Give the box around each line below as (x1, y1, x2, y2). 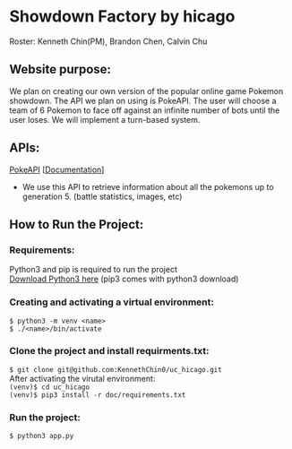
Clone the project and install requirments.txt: (9, 345, 210, 358)
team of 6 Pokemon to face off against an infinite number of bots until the (9, 105, 280, 116)
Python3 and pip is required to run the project (9, 264, 177, 275)
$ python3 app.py (9, 432, 74, 441)
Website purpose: (9, 62, 112, 77)
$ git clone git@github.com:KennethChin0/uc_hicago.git (9, 365, 222, 374)
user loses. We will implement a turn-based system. (9, 114, 201, 125)
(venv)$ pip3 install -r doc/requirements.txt (9, 390, 186, 400)
